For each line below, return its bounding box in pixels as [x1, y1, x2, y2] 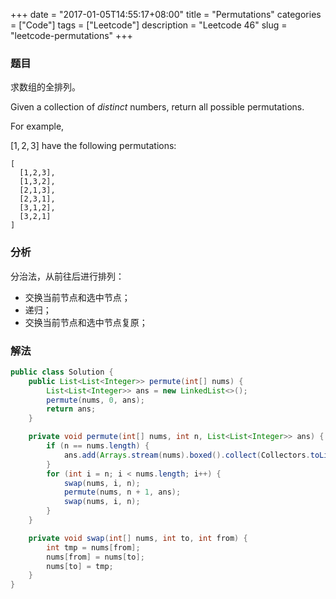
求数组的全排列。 [10, 81, 81, 93]
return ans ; [46, 404, 97, 414]
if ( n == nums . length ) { [46, 441, 150, 451]
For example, [10, 120, 65, 133]
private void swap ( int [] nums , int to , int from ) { [28, 533, 248, 543]
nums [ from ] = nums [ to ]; [46, 552, 145, 562]
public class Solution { [10, 367, 114, 377]
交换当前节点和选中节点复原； [24, 316, 148, 328]
